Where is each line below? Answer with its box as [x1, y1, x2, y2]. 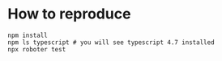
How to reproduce [7, 5, 131, 23]
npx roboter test [7, 45, 66, 53]
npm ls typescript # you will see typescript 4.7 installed [7, 38, 216, 47]
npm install [7, 31, 48, 39]
